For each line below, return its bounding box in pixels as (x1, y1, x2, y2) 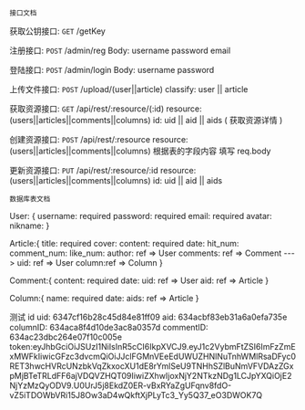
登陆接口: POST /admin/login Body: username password (9, 65, 215, 75)
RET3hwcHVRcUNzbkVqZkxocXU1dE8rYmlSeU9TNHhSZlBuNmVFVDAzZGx (9, 361, 294, 372)
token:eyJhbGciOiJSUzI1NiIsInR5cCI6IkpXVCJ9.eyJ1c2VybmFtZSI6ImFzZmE (9, 342, 296, 352)
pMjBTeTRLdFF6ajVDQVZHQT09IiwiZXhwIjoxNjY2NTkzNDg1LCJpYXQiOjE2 (9, 371, 292, 381)
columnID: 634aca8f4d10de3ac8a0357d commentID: (9, 322, 208, 332)
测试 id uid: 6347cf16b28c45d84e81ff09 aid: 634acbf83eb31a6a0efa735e (9, 311, 288, 322)
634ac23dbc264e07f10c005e (9, 331, 123, 342)
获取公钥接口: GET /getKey (9, 26, 107, 37)
